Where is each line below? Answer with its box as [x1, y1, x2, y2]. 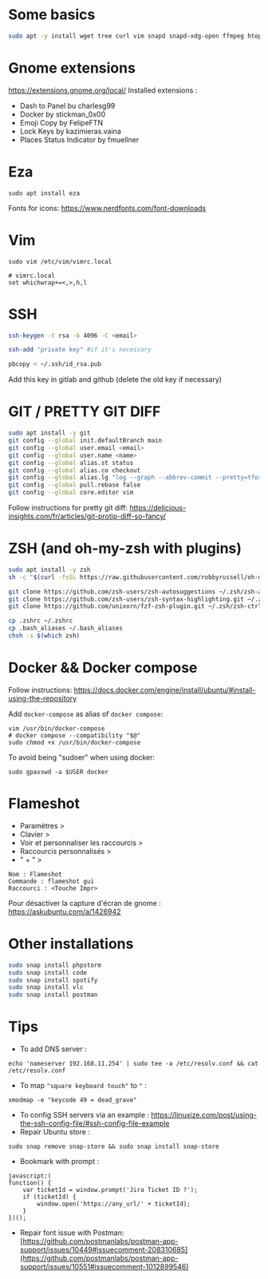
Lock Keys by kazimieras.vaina [19, 126, 121, 136]
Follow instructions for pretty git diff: [8, 503, 128, 512]
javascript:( [8, 1172, 52, 1180]
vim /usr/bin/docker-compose [8, 725, 105, 733]
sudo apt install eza [8, 189, 81, 197]
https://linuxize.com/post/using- [151, 1110, 257, 1120]
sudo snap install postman [8, 991, 98, 999]
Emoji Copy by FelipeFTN [19, 117, 104, 127]
